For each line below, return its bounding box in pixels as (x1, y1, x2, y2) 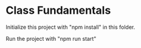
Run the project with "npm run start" (5, 35, 97, 42)
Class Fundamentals (5, 4, 111, 17)
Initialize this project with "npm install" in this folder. (5, 23, 136, 31)
